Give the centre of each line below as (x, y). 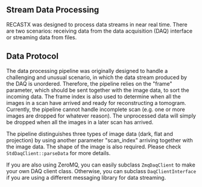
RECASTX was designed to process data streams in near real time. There (97, 24)
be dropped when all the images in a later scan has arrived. (80, 122)
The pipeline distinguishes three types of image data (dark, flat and (90, 134)
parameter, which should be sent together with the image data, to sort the (98, 90)
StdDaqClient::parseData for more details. (58, 153)
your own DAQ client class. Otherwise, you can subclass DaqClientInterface (101, 171)
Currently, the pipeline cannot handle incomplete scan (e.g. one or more (96, 109)
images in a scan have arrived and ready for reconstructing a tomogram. (96, 103)
